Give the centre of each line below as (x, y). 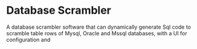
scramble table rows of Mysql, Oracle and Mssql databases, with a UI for (97, 33)
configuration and (28, 39)
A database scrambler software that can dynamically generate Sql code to (99, 27)
